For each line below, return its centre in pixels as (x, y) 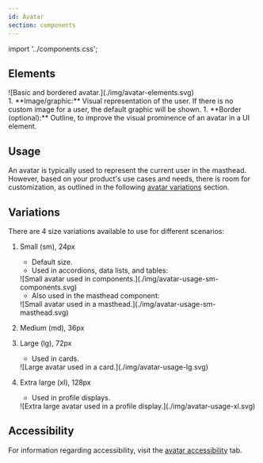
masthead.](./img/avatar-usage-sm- (157, 304)
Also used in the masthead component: (95, 295)
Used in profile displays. (71, 397)
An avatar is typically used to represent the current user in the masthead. (128, 170)
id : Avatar (26, 17)
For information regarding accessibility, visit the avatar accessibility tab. (126, 450)
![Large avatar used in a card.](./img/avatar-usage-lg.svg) (114, 367)
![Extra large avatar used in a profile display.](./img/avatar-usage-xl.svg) (137, 406)
